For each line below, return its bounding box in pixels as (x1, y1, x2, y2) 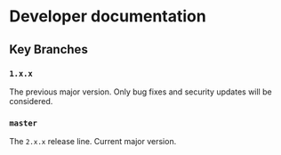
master (9, 118, 38, 128)
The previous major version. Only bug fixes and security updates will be (9, 86, 273, 97)
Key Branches (9, 42, 89, 57)
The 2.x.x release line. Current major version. (9, 136, 177, 147)
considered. (9, 95, 53, 106)
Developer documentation (9, 6, 206, 27)
